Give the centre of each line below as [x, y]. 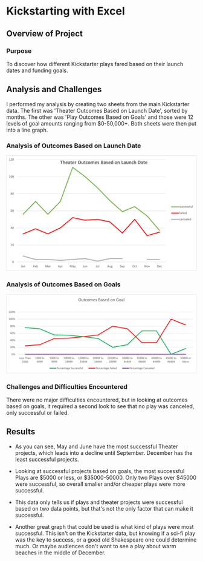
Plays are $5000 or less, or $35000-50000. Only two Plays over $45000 [105, 477]
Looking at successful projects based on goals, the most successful [100, 471]
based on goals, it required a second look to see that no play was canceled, [100, 406]
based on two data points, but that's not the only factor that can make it [104, 508]
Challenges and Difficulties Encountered [67, 386]
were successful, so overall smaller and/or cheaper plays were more [100, 484]
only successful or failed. [38, 412]
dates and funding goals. [37, 70]
